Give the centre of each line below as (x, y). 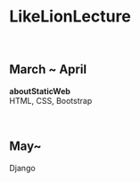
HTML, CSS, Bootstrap (51, 100)
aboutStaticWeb (40, 91)
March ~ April (48, 69)
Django (22, 168)
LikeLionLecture (70, 17)
